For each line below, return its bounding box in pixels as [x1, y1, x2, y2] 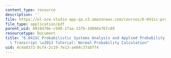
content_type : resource [5, 7, 56, 13]
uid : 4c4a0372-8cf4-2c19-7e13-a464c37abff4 [5, 45, 99, 50]
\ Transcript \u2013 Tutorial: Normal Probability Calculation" [10, 40, 149, 45]
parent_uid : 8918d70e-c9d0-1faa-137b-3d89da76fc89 [5, 26, 115, 31]
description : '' [5, 12, 40, 17]
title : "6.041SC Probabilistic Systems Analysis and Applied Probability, [5, 36, 167, 41]
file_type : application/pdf [5, 21, 65, 27]
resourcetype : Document [5, 31, 56, 36]
